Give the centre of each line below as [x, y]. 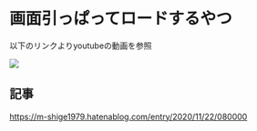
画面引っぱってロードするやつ [121, 19]
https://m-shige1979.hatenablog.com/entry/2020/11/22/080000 [128, 116]
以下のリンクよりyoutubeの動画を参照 [81, 45]
